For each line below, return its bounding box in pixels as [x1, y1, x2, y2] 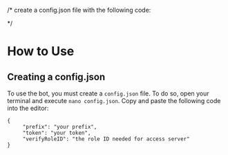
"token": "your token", [22, 129, 91, 136]
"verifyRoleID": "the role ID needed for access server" [22, 136, 190, 143]
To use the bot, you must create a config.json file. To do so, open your [7, 89, 209, 98]
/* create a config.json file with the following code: [7, 6, 151, 14]
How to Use [7, 44, 75, 60]
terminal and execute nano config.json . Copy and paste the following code [7, 97, 221, 104]
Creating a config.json [7, 71, 106, 82]
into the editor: [7, 104, 49, 112]
